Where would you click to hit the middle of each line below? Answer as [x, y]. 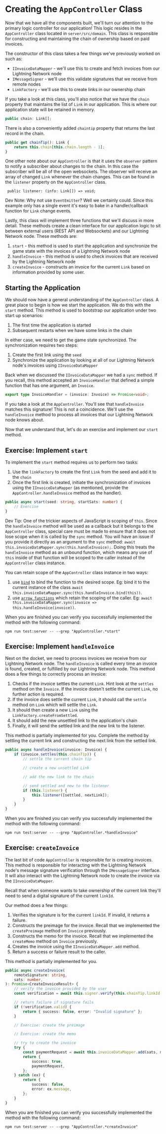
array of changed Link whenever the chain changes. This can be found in [80, 177]
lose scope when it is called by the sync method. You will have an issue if [79, 537]
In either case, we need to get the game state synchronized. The [71, 340]
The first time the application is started [52, 325]
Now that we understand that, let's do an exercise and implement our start [82, 430]
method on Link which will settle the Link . [55, 705]
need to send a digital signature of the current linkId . [60, 896]
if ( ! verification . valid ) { [43, 1007]
